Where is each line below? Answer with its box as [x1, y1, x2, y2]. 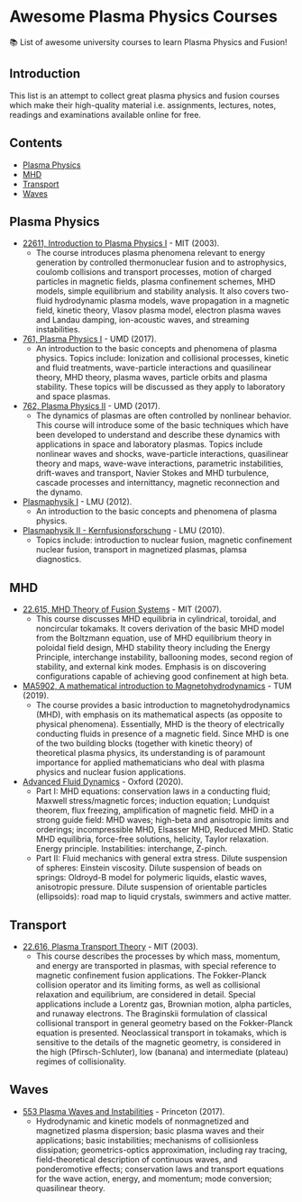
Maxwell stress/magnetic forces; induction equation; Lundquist [35, 796, 270, 806]
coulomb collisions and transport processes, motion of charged [35, 267, 272, 278]
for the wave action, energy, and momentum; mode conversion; [35, 1173, 272, 1184]
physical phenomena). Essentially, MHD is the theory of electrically [35, 719, 285, 730]
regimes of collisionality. [35, 1056, 126, 1067]
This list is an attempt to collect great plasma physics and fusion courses [9, 90, 280, 101]
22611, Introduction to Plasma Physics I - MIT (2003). [22, 238, 220, 249]
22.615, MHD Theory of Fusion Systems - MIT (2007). [22, 604, 223, 615]
